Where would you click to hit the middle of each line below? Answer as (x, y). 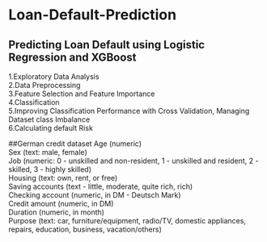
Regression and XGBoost (72, 57)
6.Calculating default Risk (51, 128)
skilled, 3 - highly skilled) (50, 169)
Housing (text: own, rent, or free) (63, 178)
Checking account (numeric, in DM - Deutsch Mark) (95, 195)
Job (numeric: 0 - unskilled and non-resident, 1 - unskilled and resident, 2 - (133, 161)
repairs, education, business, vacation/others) (85, 229)
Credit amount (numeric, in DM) (61, 204)
